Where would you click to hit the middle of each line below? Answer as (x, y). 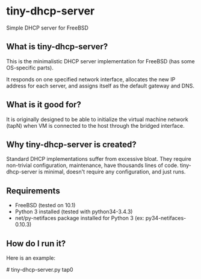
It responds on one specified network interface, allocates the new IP (91, 79)
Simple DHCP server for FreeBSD (48, 28)
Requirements (33, 191)
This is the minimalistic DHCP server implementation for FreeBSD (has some (100, 61)
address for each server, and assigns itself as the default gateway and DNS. (100, 86)
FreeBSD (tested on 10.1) (45, 205)
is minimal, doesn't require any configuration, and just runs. (112, 172)
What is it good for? (44, 105)
